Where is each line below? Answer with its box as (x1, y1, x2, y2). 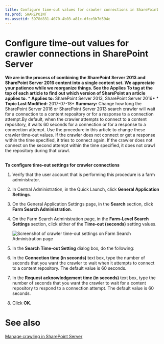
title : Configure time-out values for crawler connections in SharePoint (5, 7, 159, 12)
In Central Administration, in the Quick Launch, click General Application (12, 186, 160, 192)
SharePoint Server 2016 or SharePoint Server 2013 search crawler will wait (5, 106, 156, 112)
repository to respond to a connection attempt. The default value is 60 (12, 285, 154, 291)
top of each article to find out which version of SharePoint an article (5, 90, 146, 96)
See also (5, 317, 41, 328)
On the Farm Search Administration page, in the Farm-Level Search (12, 216, 149, 222)
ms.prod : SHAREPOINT (5, 12, 47, 17)
